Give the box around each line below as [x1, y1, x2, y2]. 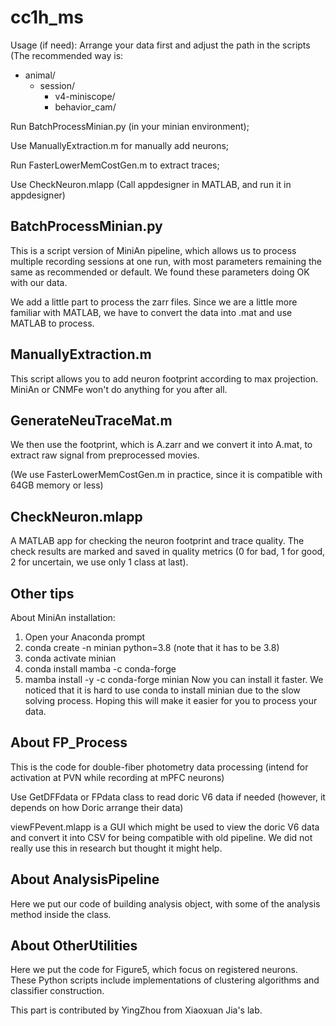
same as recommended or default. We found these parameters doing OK [10, 266, 310, 278]
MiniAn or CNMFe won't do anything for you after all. [10, 383, 228, 395]
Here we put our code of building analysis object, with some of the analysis [10, 897, 321, 910]
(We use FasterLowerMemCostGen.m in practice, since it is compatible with [10, 469, 323, 481]
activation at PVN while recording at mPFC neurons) [10, 771, 225, 783]
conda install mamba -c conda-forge [24, 663, 177, 675]
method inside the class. [10, 908, 112, 920]
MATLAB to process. [10, 317, 95, 329]
